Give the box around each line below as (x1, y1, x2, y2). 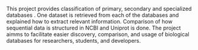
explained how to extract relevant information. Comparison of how (6, 18, 172, 25)
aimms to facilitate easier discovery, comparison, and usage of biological (6, 31, 190, 38)
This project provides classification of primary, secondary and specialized (6, 5, 192, 12)
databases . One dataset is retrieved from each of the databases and (6, 11, 179, 19)
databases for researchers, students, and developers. (6, 37, 141, 44)
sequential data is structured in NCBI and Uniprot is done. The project (6, 24, 181, 31)
